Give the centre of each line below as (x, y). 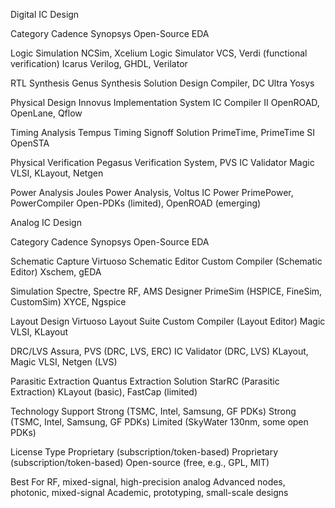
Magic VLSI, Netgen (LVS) (64, 362)
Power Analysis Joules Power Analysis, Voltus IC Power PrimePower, (152, 192)
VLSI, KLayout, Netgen (57, 173)
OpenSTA (30, 143)
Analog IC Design (46, 222)
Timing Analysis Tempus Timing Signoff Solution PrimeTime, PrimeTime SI (163, 132)
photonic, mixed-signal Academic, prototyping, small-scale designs (149, 492)
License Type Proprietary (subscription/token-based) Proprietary (144, 452)
